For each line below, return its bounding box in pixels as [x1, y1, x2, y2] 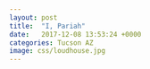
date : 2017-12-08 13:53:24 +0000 [9, 30, 142, 39]
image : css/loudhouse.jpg [9, 47, 105, 56]
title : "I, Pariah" [9, 22, 87, 30]
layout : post [9, 13, 58, 22]
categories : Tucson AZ [9, 38, 94, 47]
